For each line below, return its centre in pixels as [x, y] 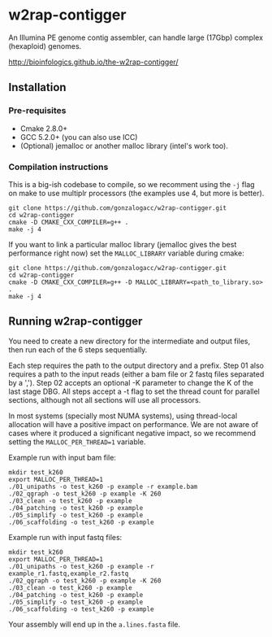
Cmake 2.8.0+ [43, 129]
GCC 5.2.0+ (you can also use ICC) [79, 137]
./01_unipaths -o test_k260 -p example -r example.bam [103, 486]
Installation [37, 87]
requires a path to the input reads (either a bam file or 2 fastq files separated [136, 374]
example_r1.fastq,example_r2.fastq [69, 574]
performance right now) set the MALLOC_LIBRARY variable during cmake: [127, 253]
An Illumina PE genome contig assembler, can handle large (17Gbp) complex [136, 37]
